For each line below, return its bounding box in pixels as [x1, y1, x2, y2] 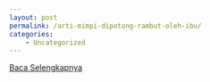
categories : [9, 29, 54, 38]
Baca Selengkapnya [9, 62, 83, 73]
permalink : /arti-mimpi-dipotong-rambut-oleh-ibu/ [9, 21, 202, 30]
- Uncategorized [25, 37, 87, 47]
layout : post [9, 12, 58, 22]
